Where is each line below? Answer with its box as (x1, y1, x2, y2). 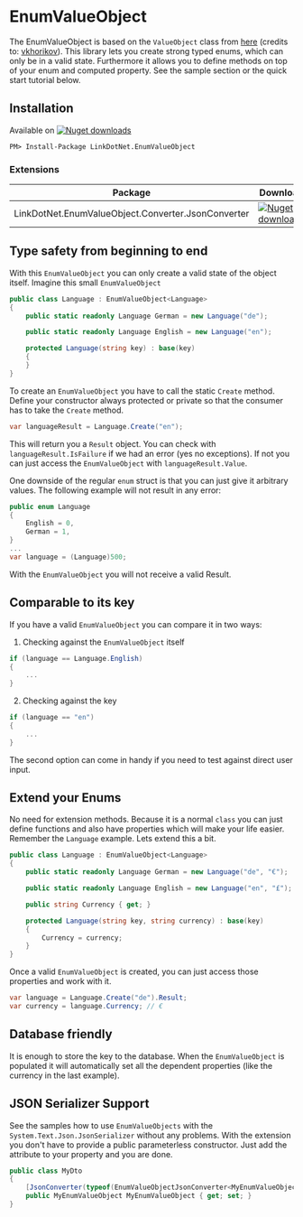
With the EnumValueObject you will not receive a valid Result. (9, 569, 232, 580)
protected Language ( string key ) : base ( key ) (25, 344, 196, 353)
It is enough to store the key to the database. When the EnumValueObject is (9, 1050, 285, 1062)
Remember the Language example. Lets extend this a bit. (9, 833, 216, 844)
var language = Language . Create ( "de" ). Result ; (9, 993, 188, 1003)
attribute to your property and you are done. (9, 1148, 173, 1159)
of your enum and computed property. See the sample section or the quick (9, 65, 287, 76)
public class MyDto (9, 1166, 83, 1175)
